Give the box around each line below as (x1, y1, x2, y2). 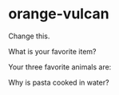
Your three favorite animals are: (8, 61, 112, 72)
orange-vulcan (8, 5, 109, 23)
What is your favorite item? (8, 46, 97, 56)
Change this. (8, 31, 50, 41)
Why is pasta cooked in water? (8, 77, 109, 87)
